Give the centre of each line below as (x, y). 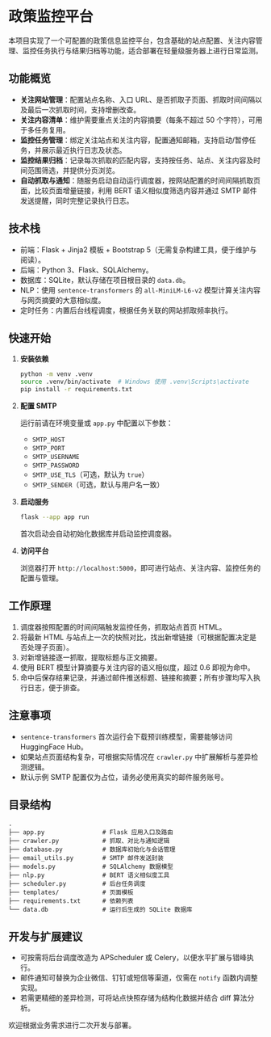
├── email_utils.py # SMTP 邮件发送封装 (86, 858)
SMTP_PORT (49, 449)
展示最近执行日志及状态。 (84, 150)
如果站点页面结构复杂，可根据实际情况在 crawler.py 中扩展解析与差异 (135, 757)
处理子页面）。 (50, 647)
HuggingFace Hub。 (54, 746)
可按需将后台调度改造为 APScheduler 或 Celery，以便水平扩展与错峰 (133, 958)
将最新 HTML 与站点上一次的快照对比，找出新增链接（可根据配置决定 (135, 637)
